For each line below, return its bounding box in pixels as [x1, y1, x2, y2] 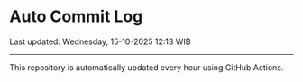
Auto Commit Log [9, 6, 143, 27]
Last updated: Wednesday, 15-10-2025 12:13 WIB [9, 36, 191, 47]
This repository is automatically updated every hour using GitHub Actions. [9, 61, 284, 73]
